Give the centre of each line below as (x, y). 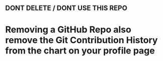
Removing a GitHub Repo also (68, 30)
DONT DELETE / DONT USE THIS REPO (66, 8)
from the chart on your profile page (80, 50)
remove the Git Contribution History (81, 40)
